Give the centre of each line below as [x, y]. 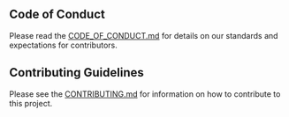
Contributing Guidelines [76, 73]
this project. [31, 103]
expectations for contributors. [63, 45]
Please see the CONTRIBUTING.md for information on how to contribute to [145, 94]
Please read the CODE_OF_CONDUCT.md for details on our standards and [144, 35]
